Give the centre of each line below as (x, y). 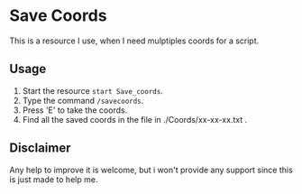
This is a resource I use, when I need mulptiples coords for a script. (134, 41)
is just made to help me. (54, 179)
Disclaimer (40, 148)
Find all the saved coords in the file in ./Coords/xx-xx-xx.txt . (135, 119)
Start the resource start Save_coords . (93, 90)
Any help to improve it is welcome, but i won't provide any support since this (151, 170)
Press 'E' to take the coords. (75, 110)
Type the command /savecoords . (83, 100)
